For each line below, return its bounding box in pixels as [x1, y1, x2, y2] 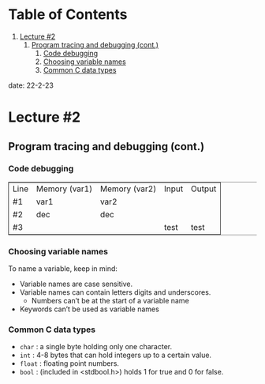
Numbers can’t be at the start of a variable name [31, 296, 189, 306]
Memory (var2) [99, 183, 157, 194]
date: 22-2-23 [8, 81, 54, 90]
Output [190, 183, 217, 194]
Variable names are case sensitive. [19, 279, 133, 289]
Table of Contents [8, 6, 128, 24]
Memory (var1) [35, 183, 93, 194]
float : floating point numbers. [19, 359, 120, 368]
